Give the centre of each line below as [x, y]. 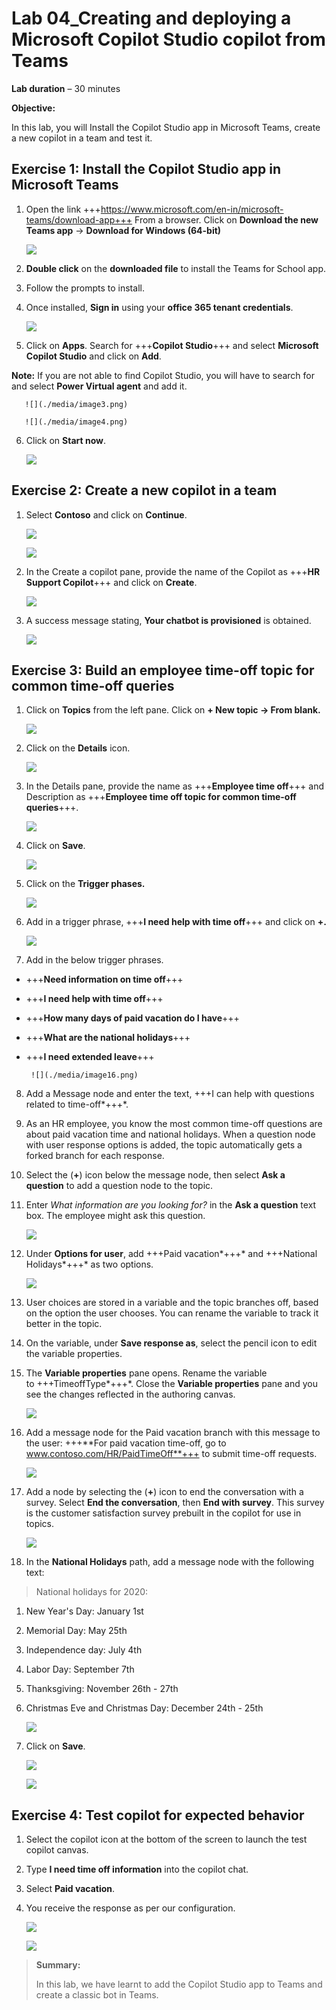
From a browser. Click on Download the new [226, 219]
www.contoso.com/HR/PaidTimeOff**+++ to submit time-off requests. [171, 1454]
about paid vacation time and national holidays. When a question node [170, 1134]
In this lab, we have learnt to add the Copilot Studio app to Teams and [179, 1984]
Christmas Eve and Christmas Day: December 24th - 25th [144, 1708]
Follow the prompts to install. [85, 288]
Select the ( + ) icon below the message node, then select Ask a [155, 1175]
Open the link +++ [63, 209]
